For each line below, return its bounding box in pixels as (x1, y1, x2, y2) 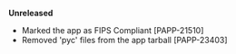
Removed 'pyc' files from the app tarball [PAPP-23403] (21, 35, 228, 45)
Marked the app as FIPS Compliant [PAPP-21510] (21, 25, 204, 35)
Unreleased (8, 8, 54, 18)
